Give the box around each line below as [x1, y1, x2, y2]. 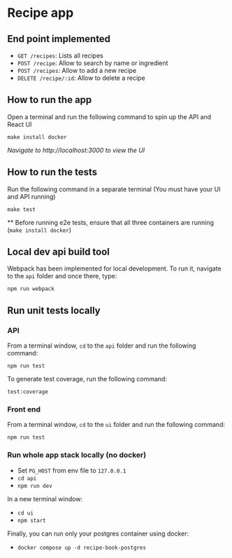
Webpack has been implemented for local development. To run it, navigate [7, 264, 222, 273]
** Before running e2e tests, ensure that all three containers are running [7, 218, 215, 226]
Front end [7, 404, 41, 414]
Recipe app [7, 5, 74, 21]
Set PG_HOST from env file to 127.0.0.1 [17, 466, 126, 475]
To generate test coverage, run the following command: [7, 375, 168, 383]
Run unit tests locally [7, 304, 101, 316]
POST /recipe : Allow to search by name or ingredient [17, 59, 168, 67]
